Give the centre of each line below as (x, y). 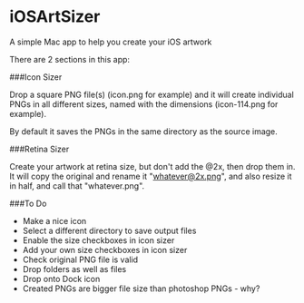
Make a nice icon (54, 220)
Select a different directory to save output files (109, 230)
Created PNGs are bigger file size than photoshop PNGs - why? (141, 288)
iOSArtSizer (55, 17)
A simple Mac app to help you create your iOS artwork (111, 42)
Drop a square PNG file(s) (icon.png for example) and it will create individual (152, 94)
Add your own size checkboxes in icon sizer (105, 249)
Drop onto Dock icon (61, 279)
